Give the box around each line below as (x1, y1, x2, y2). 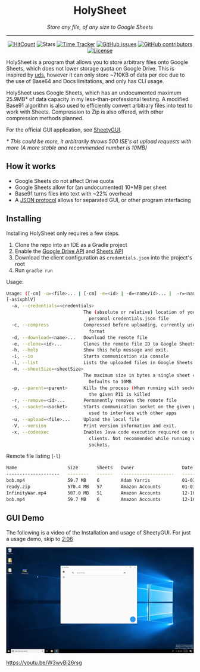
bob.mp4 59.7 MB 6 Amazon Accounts (6, 496, 161, 502)
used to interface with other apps (88, 410, 177, 416)
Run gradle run (14, 267, 53, 274)
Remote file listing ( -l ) (6, 453, 61, 460)
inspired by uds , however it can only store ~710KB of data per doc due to (6, 71, 185, 78)
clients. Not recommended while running (88, 435, 190, 441)
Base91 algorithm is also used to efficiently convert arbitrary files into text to (6, 102, 193, 109)
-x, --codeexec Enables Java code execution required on (11, 429, 187, 435)
